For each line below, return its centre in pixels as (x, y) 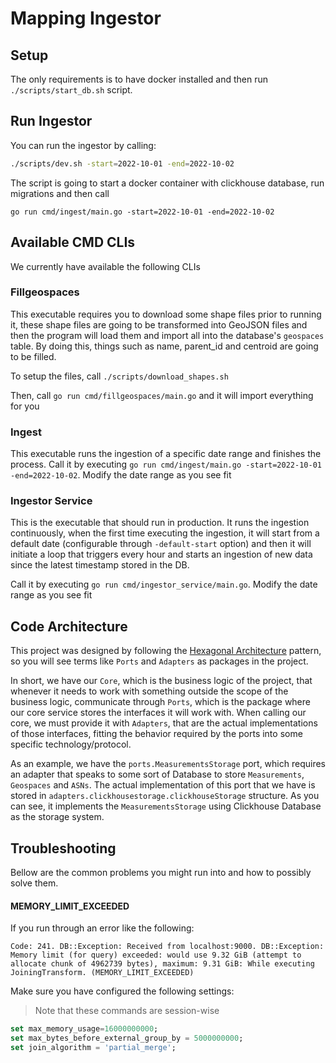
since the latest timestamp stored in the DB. (100, 565)
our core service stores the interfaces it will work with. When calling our (158, 713)
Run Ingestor (51, 121)
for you (25, 406)
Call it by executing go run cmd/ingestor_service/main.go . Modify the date (164, 584)
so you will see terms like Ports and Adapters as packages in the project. (159, 661)
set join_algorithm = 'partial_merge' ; (93, 1047)
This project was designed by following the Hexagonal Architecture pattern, (166, 651)
